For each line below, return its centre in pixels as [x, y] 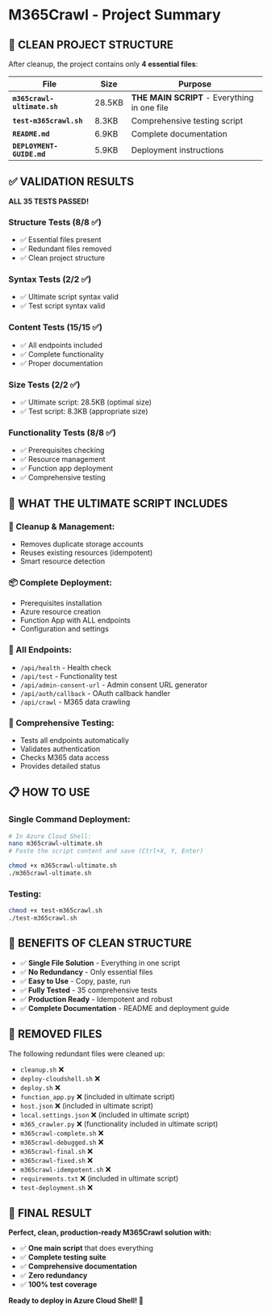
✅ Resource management [63, 459]
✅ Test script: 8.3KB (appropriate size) [84, 411]
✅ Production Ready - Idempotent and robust [96, 999]
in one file [150, 108]
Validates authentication [60, 749]
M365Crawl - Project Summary [115, 15]
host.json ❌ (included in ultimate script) [86, 1105]
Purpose [195, 84]
